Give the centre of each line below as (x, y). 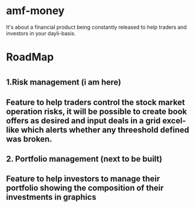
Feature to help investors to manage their (83, 179)
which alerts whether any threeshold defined (105, 130)
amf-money (35, 11)
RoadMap (30, 57)
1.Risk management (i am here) (64, 83)
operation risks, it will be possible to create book (97, 111)
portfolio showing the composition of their (85, 188)
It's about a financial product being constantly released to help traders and (96, 27)
